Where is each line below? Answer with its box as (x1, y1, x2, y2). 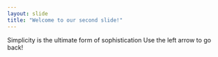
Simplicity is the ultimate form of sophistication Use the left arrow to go (7, 35, 211, 44)
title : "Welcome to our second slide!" (7, 17, 123, 24)
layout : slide (7, 10, 49, 17)
